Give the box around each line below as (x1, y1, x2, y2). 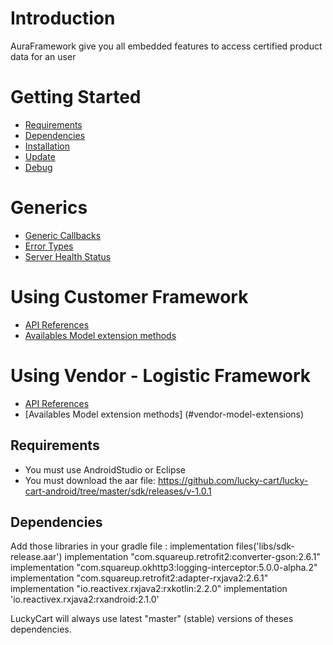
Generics (10, 197, 88, 219)
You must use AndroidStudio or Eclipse (24, 463, 187, 476)
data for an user (10, 50, 77, 62)
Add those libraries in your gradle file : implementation (10, 540, 234, 552)
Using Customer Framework (10, 286, 249, 308)
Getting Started (10, 86, 142, 109)
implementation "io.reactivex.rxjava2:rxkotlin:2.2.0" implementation (10, 583, 288, 595)
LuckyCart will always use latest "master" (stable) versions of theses (10, 613, 294, 625)
